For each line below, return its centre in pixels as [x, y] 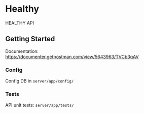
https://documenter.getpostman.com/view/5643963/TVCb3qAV [72, 56]
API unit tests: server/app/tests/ [40, 105]
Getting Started [30, 39]
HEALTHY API [20, 23]
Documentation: [22, 51]
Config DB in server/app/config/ [40, 81]
